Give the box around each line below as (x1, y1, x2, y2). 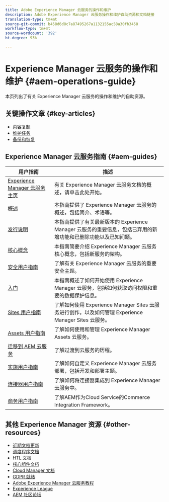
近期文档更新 (12, 442, 39, 448)
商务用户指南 (8, 398, 39, 405)
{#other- (103, 420, 131, 429)
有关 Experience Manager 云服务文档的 (54, 182, 147, 189)
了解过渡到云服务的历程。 (54, 347, 115, 354)
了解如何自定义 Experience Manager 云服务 (54, 360, 157, 367)
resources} (5, 428, 41, 437)
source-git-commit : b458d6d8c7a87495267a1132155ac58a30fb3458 (5, 21, 138, 27)
